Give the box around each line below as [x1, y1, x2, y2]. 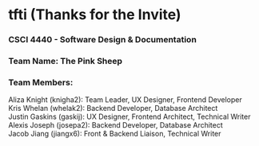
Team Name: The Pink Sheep [8, 56, 122, 67]
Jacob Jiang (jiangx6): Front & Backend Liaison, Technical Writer [8, 129, 221, 139]
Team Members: [8, 77, 74, 88]
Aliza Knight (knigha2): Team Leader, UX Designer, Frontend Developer [8, 95, 242, 105]
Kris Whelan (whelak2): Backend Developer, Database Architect [8, 104, 218, 113]
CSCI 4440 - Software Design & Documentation [8, 34, 197, 45]
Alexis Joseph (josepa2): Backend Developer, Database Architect [8, 120, 224, 130]
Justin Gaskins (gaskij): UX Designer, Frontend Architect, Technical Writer [8, 112, 251, 121]
